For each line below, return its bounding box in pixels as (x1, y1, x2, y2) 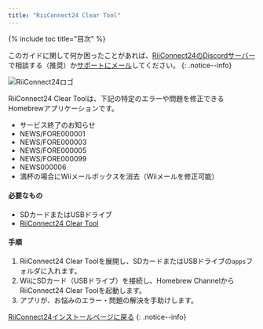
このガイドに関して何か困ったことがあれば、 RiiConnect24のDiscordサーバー (8, 50, 255, 60)
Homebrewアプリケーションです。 (8, 103, 119, 113)
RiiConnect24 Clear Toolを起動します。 (19, 286, 147, 295)
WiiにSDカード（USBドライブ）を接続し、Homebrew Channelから (19, 276, 235, 286)
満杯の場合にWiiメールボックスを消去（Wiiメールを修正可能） (19, 172, 219, 181)
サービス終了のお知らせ (19, 120, 96, 129)
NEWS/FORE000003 (19, 137, 87, 146)
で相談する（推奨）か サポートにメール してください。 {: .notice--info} (8, 60, 232, 70)
